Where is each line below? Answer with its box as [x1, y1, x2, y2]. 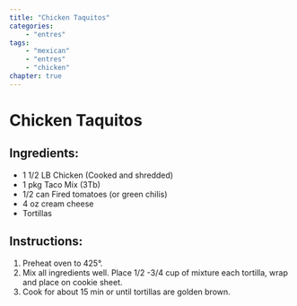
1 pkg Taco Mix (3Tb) [22, 179, 101, 189]
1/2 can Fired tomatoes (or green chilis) [22, 188, 168, 199]
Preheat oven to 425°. [22, 258, 103, 268]
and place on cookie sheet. [22, 276, 123, 287]
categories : [9, 22, 54, 31]
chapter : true [9, 72, 63, 81]
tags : [9, 38, 30, 48]
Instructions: [9, 234, 83, 249]
